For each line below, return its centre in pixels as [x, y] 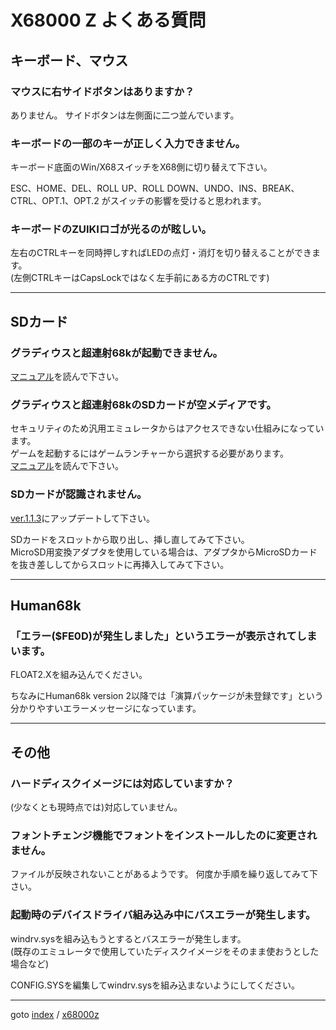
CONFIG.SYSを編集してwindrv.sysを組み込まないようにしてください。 [155, 985]
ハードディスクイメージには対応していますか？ [122, 783]
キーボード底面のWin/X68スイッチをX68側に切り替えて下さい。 [141, 167]
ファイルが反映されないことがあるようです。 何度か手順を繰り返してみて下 [164, 874]
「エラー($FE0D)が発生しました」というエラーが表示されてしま [164, 636]
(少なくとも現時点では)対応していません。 [96, 807]
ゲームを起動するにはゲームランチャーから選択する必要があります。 [149, 453]
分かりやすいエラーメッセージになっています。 [106, 708]
